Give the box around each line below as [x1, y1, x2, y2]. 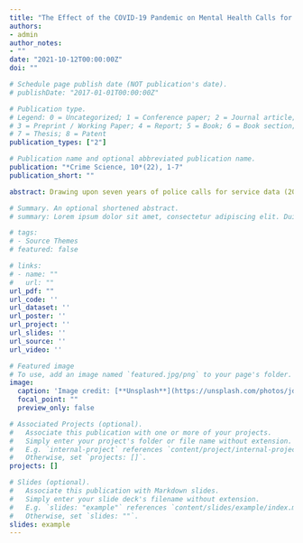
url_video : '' [9, 345, 63, 354]
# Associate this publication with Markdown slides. [9, 486, 220, 495]
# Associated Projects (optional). [9, 419, 143, 428]
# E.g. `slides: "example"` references [9, 502, 168, 512]
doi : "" [9, 64, 39, 73]
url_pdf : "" [9, 286, 54, 296]
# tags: [9, 228, 39, 237]
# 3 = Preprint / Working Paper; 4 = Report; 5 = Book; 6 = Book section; [9, 121, 297, 131]
